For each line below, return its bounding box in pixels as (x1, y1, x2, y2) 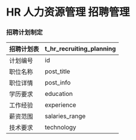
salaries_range (45, 112, 86, 120)
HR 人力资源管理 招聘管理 (6, 5, 130, 19)
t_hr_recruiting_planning (45, 45, 116, 53)
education (45, 90, 73, 98)
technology (45, 123, 77, 132)
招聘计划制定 (6, 28, 43, 36)
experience (45, 101, 77, 109)
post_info (45, 79, 71, 87)
